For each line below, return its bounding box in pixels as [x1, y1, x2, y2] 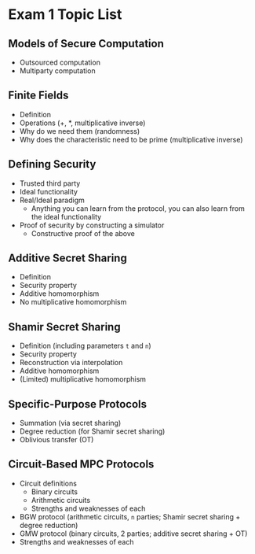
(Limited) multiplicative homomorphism [19, 375, 147, 384]
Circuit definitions [19, 478, 77, 488]
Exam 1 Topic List [8, 6, 122, 24]
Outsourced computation [19, 57, 100, 67]
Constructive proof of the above [31, 228, 135, 238]
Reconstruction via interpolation [19, 358, 123, 367]
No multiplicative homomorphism [19, 297, 127, 307]
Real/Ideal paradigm [19, 195, 85, 205]
